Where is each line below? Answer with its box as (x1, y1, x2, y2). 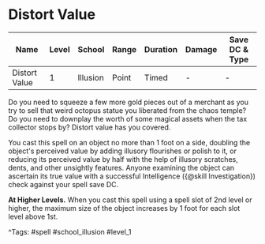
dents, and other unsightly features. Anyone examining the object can (8, 163, 235, 172)
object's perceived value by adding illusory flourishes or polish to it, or (8, 146, 237, 156)
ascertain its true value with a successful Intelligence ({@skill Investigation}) (8, 171, 256, 181)
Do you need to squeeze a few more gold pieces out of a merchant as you (8, 97, 249, 107)
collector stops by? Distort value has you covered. (8, 122, 171, 132)
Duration (144, 43, 178, 54)
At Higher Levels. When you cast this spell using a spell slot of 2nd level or (8, 195, 252, 205)
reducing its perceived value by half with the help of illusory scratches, (8, 154, 238, 163)
